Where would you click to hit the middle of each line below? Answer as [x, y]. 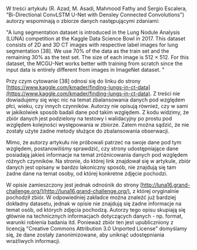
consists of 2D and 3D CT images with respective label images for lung [92, 45]
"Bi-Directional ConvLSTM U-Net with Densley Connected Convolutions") [95, 15]
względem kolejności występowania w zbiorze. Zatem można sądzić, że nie [98, 125]
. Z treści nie [165, 94]
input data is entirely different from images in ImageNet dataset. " [85, 70]
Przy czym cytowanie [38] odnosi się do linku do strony [74, 81]
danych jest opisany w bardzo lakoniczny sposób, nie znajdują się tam [91, 167]
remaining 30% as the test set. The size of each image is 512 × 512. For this [98, 57]
